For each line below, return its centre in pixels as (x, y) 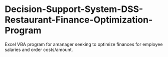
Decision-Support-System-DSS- (74, 9)
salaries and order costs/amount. (39, 49)
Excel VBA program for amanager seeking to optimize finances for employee (84, 44)
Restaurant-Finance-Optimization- (79, 20)
